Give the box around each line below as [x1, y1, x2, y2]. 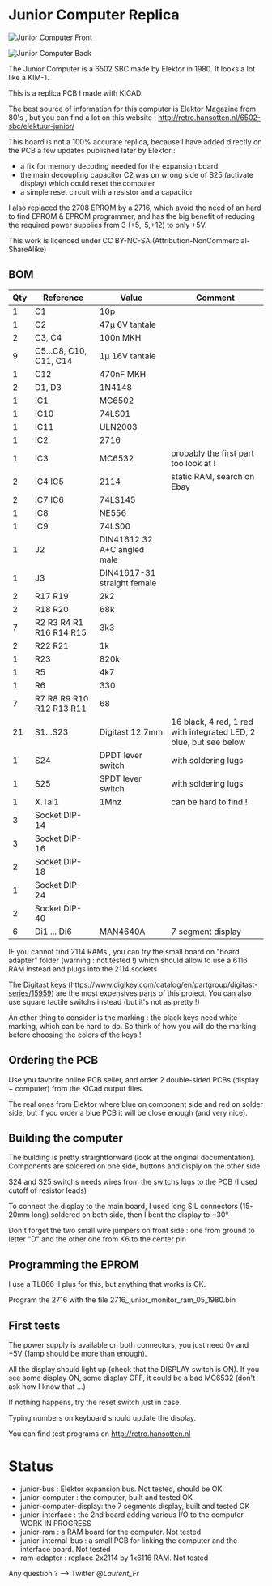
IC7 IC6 [35, 494, 65, 505]
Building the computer [8, 1131, 124, 1145]
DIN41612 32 [99, 534, 153, 545]
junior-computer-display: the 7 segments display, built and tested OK [19, 1501, 250, 1511]
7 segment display [171, 926, 241, 937]
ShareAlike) [8, 244, 47, 254]
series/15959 [8, 988, 52, 998]
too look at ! [171, 457, 216, 469]
